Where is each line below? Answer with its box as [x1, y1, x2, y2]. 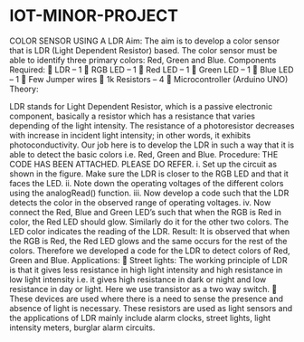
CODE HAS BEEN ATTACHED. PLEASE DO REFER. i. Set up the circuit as [9, 158, 278, 169]
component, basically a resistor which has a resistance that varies [9, 110, 256, 121]
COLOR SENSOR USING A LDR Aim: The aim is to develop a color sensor [9, 35, 280, 46]
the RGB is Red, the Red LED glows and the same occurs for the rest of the [9, 235, 288, 246]
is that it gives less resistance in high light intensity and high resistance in [9, 264, 283, 275]
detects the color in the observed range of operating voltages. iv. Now [9, 196, 271, 208]
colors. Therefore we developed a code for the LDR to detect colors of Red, [9, 245, 290, 256]
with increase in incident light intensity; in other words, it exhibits [9, 129, 252, 140]
